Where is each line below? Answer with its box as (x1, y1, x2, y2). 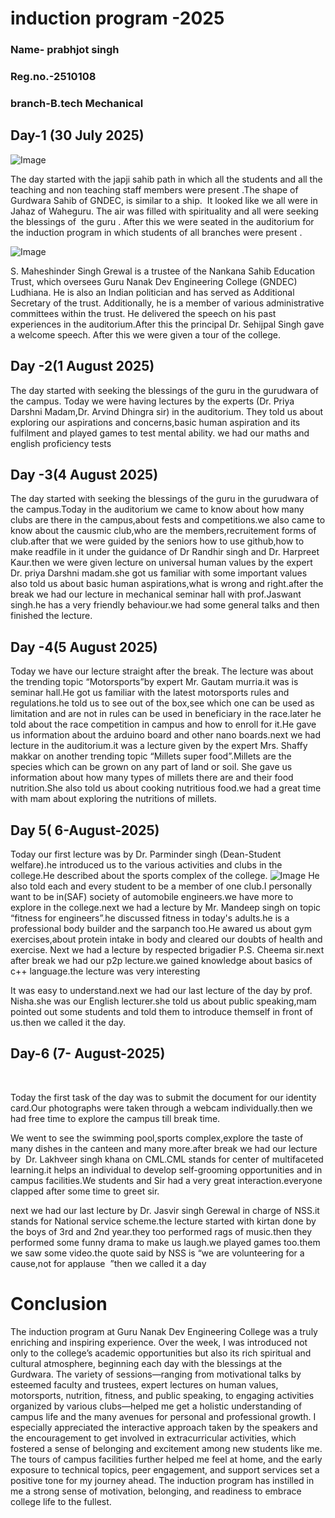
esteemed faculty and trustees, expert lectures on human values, (10, 1378, 279, 1391)
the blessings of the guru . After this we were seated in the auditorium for (10, 215, 315, 227)
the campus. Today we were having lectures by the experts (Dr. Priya (10, 395, 295, 407)
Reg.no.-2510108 (10, 70, 97, 84)
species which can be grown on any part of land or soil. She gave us (10, 761, 293, 773)
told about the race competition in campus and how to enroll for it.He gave (10, 718, 317, 731)
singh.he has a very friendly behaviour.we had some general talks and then (10, 599, 320, 611)
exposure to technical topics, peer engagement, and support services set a (10, 1463, 320, 1476)
